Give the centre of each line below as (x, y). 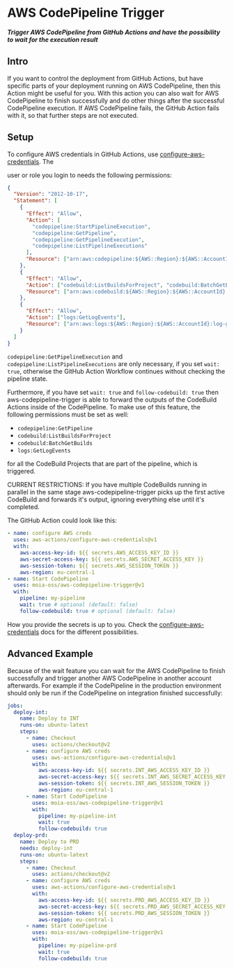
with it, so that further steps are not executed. (73, 115)
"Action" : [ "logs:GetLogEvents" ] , (76, 318)
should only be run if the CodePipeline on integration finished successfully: (115, 693)
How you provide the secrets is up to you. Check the (83, 624)
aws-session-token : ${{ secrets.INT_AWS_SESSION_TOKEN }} (124, 784)
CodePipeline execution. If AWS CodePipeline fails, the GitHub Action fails (113, 108)
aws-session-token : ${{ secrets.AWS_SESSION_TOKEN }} (99, 566)
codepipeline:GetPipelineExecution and (65, 356)
